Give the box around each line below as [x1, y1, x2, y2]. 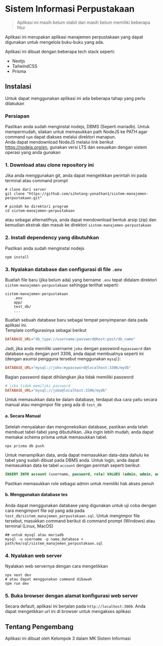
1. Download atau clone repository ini [5, 161, 94, 168]
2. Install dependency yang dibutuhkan [5, 234, 99, 241]
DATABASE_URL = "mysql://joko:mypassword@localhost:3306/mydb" [5, 365, 131, 370]
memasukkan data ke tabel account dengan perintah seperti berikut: [5, 462, 141, 468]
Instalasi [5, 83, 32, 91]
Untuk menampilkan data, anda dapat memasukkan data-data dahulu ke [5, 452, 149, 458]
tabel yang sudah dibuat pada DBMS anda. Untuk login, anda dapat [5, 457, 140, 463]
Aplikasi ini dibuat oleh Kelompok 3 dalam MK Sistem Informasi [5, 635, 131, 642]
